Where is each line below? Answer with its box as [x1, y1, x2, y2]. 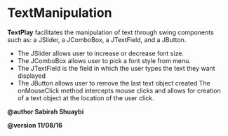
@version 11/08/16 [7, 121, 63, 129]
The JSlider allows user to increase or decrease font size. [17, 49, 185, 57]
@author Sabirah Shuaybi [7, 107, 84, 116]
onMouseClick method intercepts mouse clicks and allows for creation [17, 86, 221, 95]
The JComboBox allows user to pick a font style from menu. [17, 56, 192, 64]
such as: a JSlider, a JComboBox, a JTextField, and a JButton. [7, 35, 187, 43]
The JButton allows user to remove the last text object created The [17, 79, 210, 87]
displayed [17, 72, 46, 80]
